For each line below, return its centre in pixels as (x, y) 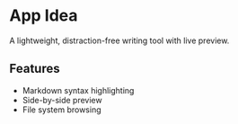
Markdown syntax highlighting (78, 90)
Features (35, 69)
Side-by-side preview (62, 100)
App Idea (44, 16)
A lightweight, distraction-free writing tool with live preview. (119, 40)
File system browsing (62, 110)
